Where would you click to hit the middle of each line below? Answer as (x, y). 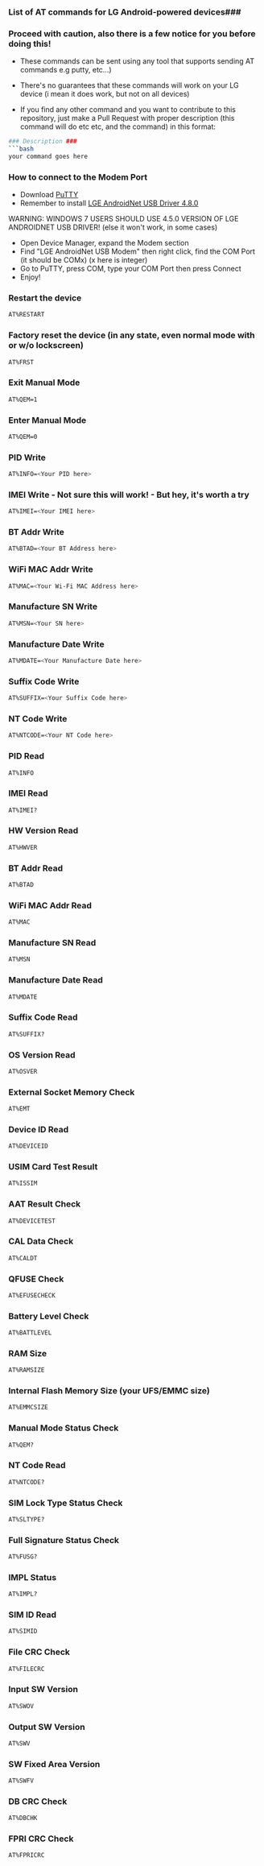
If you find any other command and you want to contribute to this (128, 110)
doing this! (30, 43)
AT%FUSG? (23, 1557)
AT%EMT (19, 1109)
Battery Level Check (49, 1316)
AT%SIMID (23, 1632)
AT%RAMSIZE (27, 1370)
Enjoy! (30, 277)
